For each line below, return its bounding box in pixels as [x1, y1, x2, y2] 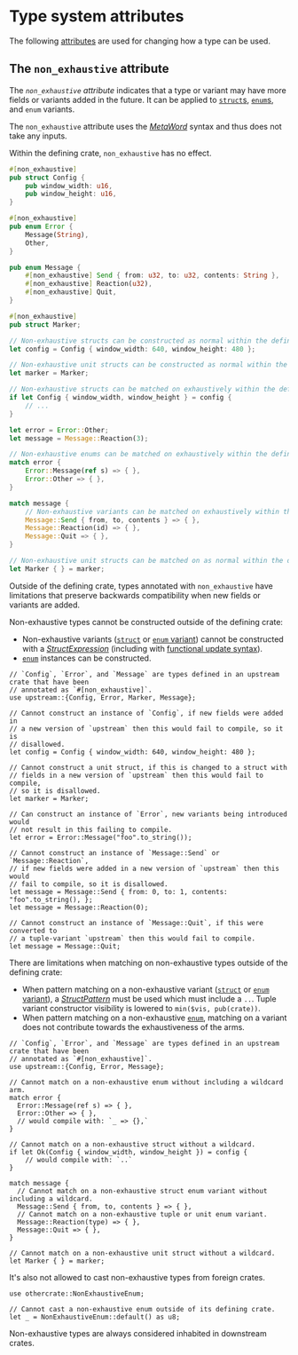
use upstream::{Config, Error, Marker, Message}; [9, 693, 197, 702]
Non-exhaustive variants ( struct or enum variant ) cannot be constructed [21, 633, 284, 645]
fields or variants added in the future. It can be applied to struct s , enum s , [9, 94, 274, 105]
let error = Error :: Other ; [9, 425, 109, 434]
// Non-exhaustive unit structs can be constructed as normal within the [9, 361, 288, 369]
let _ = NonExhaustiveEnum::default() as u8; [9, 1312, 180, 1321]
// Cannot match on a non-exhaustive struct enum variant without [17, 1186, 268, 1195]
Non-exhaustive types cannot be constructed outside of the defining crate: [9, 616, 284, 627]
